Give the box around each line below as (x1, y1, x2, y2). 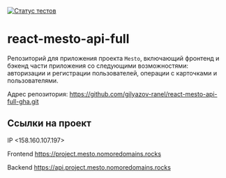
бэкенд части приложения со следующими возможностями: (7, 61, 188, 70)
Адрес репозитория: (7, 89, 68, 98)
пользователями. (7, 76, 59, 84)
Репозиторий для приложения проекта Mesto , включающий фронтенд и (7, 54, 220, 62)
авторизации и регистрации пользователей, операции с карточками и (7, 68, 218, 77)
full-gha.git (7, 97, 39, 105)
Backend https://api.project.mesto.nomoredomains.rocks (7, 163, 171, 171)
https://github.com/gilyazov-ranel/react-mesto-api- (69, 89, 218, 98)
